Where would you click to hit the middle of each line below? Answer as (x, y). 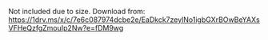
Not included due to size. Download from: (77, 11)
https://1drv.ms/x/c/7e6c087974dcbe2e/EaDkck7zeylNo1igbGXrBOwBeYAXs (134, 20)
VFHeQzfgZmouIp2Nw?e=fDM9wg (66, 28)
